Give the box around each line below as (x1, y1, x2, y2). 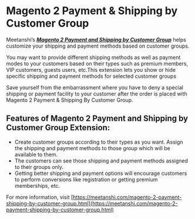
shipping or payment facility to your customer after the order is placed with (6, 90, 188, 97)
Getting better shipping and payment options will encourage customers (14, 170, 187, 177)
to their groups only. (14, 163, 63, 170)
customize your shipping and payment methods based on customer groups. (6, 42, 190, 49)
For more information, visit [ (6, 193, 73, 201)
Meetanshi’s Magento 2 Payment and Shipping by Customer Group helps (6, 36, 186, 43)
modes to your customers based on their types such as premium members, (6, 60, 189, 67)
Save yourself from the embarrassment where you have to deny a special (6, 84, 184, 91)
